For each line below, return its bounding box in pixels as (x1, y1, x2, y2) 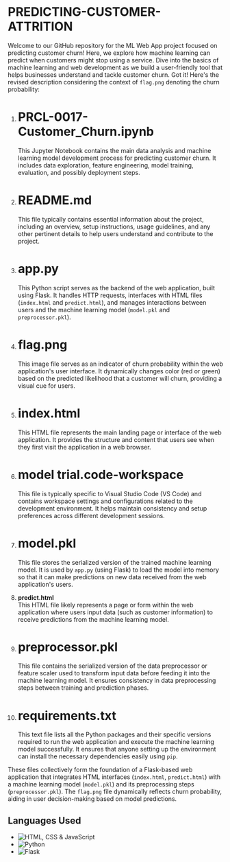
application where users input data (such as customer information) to (17, 608, 213, 616)
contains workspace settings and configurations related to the (17, 497, 194, 505)
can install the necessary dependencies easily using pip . (17, 752, 178, 760)
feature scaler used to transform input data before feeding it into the (17, 669, 211, 677)
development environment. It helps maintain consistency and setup (17, 504, 207, 512)
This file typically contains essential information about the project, (17, 215, 204, 223)
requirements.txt (17, 708, 117, 723)
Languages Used (8, 815, 81, 826)
